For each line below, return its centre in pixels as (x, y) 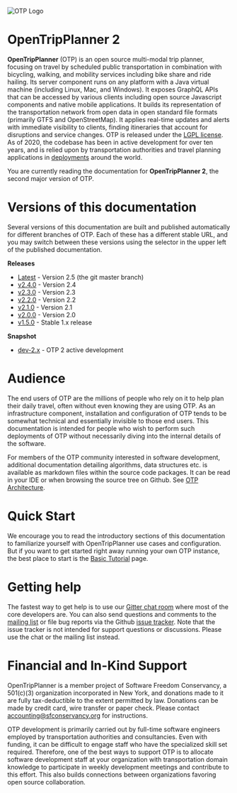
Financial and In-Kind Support (97, 666)
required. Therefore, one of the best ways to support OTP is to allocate (110, 752)
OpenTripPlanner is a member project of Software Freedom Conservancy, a (117, 685)
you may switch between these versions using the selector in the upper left (117, 242)
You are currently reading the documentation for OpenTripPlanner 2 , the (113, 171)
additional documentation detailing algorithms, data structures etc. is (108, 464)
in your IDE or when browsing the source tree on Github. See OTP (103, 480)
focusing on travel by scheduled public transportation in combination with (115, 67)
